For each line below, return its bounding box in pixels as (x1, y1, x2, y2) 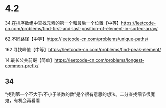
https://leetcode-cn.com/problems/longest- (54, 57, 145, 63)
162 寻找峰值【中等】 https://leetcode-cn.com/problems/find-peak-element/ (5, 46, 161, 52)
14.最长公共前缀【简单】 (5, 57, 55, 63)
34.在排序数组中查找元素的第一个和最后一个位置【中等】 (5, 20, 121, 26)
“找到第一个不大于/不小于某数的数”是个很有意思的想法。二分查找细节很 (5, 91, 151, 97)
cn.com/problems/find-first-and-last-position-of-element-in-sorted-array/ (5, 25, 158, 31)
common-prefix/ (5, 63, 39, 69)
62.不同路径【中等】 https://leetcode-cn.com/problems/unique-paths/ (5, 36, 149, 42)
